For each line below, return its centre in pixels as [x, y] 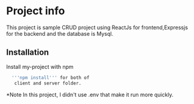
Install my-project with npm [40, 67]
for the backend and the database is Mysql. [60, 33]
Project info [36, 11]
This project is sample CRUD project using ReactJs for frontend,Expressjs [97, 27]
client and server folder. [48, 83]
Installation [28, 53]
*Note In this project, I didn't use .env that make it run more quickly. [90, 94]
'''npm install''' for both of [51, 78]
